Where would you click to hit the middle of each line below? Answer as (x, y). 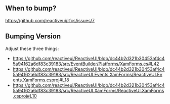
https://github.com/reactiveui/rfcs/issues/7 (50, 20)
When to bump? (31, 8)
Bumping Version (33, 37)
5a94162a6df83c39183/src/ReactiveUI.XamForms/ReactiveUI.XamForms (88, 90)
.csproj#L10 (25, 96)
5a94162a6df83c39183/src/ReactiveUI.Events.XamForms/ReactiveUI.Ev (88, 74)
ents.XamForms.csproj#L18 (41, 80)
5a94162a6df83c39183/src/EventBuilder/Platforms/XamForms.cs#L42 (86, 64)
